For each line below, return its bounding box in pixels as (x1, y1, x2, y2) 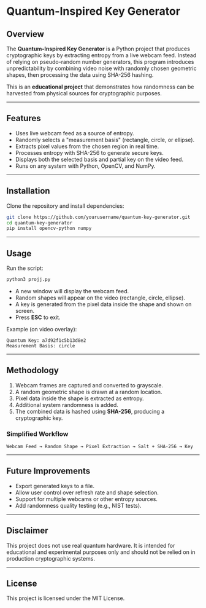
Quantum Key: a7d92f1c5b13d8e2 (6, 337, 86, 344)
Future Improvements (6, 466, 91, 476)
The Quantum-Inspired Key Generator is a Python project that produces (6, 45, 190, 52)
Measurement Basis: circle (6, 342, 75, 349)
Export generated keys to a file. (15, 482, 95, 489)
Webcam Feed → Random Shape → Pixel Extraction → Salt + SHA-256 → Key (6, 444, 193, 450)
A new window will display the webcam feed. (15, 287, 129, 294)
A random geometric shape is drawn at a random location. (15, 388, 162, 395)
